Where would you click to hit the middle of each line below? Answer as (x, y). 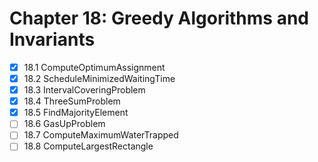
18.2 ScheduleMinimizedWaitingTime (99, 78)
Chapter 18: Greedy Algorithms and (159, 18)
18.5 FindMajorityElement (76, 113)
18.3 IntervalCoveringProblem (84, 90)
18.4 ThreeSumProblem (72, 101)
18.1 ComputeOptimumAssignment (94, 67)
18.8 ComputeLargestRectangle (88, 146)
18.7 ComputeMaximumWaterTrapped (101, 135)
